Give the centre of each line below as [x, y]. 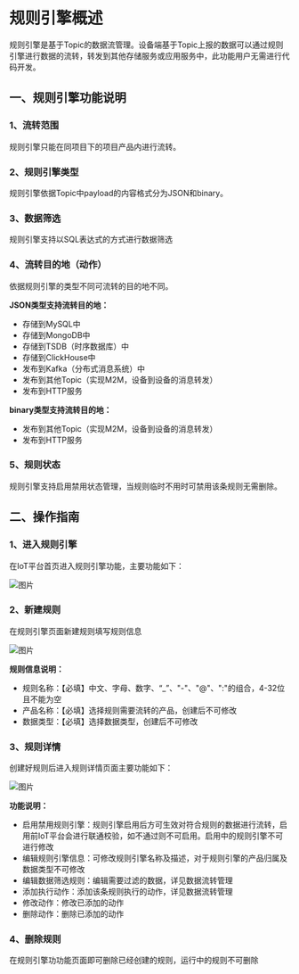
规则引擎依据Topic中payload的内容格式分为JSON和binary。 [119, 193]
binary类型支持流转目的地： [61, 409]
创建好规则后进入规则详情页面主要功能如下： [91, 768]
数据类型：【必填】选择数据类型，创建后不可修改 [110, 721]
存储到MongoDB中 [56, 334]
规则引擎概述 [57, 18]
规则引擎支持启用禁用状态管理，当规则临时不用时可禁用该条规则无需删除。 [145, 486]
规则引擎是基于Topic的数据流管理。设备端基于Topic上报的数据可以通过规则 [146, 45]
